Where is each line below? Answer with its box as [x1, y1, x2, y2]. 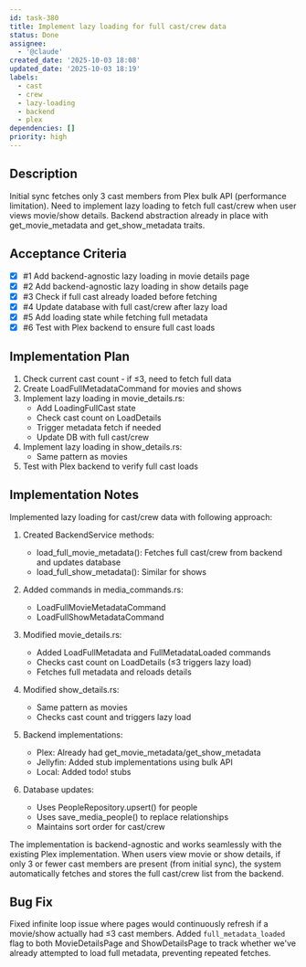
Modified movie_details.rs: [22, 629, 122, 640]
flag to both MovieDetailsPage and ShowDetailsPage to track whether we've [9, 938, 297, 949]
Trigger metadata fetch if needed [36, 421, 162, 432]
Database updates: [22, 783, 94, 795]
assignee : [9, 38, 47, 48]
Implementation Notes [9, 487, 140, 503]
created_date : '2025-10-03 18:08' [9, 56, 142, 65]
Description [9, 166, 78, 182]
